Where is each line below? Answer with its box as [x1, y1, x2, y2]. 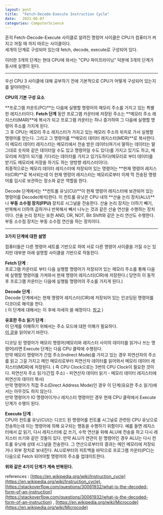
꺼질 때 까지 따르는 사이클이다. [14, 41, 71, 47]
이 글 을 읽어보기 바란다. [5, 329, 49, 336]
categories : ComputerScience [5, 20, 64, 26]
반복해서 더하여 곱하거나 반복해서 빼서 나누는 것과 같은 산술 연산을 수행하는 [5, 206, 147, 212]
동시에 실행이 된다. [5, 63, 40, 69]
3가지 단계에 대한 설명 [5, 233, 46, 239]
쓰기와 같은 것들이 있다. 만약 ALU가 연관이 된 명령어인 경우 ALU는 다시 [17, 435, 151, 441]
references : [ [5, 474, 33, 479]
